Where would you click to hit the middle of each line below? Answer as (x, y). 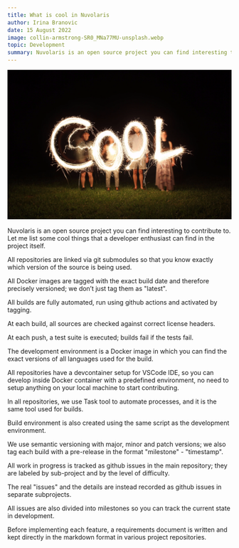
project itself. (27, 246)
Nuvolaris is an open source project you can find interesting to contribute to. (119, 231)
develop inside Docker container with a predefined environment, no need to (118, 380)
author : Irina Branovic (43, 22)
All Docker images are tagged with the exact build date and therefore (108, 280)
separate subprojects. (39, 494)
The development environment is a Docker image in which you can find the (117, 351)
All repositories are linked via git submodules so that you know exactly (110, 259)
